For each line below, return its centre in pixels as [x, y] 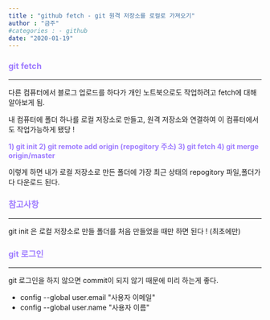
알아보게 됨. [27, 102]
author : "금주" [34, 23]
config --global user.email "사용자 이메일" [88, 298]
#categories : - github [48, 30]
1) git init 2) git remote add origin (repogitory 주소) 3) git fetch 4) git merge [134, 146]
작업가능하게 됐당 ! [45, 129]
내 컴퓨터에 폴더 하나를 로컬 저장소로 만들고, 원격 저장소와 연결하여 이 [117, 119]
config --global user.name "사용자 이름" [85, 308]
